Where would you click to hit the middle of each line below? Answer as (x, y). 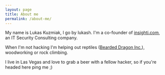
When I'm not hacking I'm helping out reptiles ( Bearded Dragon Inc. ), (75, 48)
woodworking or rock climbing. (37, 52)
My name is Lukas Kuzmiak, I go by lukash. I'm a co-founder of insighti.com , (82, 33)
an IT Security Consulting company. (41, 38)
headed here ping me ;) (29, 67)
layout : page (18, 10)
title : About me (22, 14)
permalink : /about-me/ (28, 19)
